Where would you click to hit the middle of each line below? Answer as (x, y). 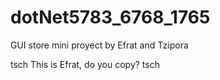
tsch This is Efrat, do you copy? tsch (85, 64)
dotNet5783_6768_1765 (110, 17)
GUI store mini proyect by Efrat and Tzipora (99, 45)
